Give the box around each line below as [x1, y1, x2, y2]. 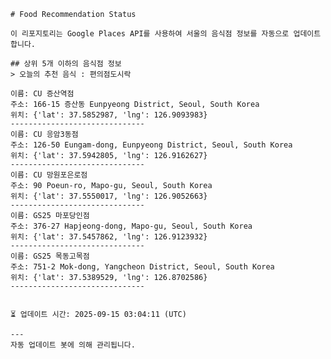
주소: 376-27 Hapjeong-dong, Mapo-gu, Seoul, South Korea [10, 221, 253, 231]
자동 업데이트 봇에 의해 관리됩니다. [10, 340, 136, 350]
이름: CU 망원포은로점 [10, 170, 88, 180]
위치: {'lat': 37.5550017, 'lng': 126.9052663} [10, 191, 208, 201]
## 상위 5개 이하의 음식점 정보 [10, 59, 122, 69]
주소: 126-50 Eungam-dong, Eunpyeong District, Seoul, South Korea [10, 140, 293, 150]
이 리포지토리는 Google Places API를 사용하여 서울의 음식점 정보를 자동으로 [10, 29, 290, 39]
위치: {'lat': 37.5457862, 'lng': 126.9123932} [10, 232, 208, 242]
